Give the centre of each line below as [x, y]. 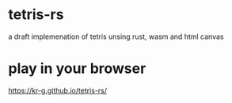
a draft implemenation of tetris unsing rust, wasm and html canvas [116, 36]
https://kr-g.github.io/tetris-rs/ [58, 90]
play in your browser [77, 69]
